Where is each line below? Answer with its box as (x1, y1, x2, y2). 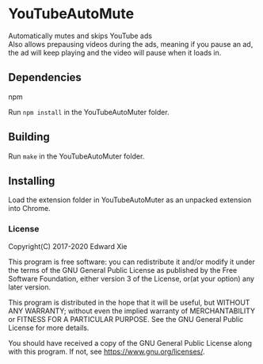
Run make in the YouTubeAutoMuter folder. (8, 151, 145, 161)
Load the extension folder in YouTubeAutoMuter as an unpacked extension (8, 195, 252, 205)
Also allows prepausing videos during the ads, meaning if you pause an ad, (8, 39, 253, 48)
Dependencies (8, 71, 82, 84)
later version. (8, 282, 51, 292)
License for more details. (8, 323, 90, 332)
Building (8, 130, 50, 144)
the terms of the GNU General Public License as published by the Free (8, 265, 238, 274)
